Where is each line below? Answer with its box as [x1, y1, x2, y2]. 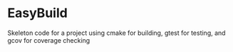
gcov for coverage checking [7, 36, 90, 44]
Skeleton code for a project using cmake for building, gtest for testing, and [7, 28, 226, 37]
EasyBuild [7, 5, 68, 21]
